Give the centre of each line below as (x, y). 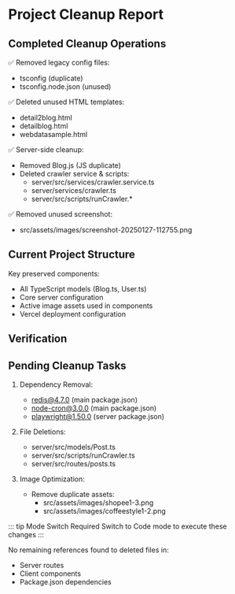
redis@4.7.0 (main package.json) (84, 400)
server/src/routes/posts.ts (73, 464)
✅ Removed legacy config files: (59, 62)
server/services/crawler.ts (73, 190)
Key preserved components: (54, 273)
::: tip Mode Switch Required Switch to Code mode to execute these (118, 526)
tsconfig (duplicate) (51, 78)
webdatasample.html (53, 134)
